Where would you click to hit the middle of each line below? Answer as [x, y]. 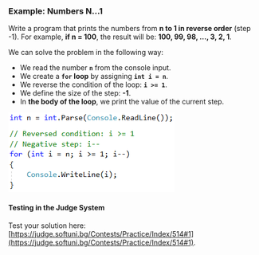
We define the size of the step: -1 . [75, 93]
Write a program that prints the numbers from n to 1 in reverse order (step [129, 29]
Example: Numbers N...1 [56, 11]
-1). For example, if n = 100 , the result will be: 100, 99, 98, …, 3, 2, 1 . [120, 37]
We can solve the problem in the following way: [86, 53]
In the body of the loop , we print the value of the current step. [122, 102]
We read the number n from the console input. [95, 68]
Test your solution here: [47, 226]
